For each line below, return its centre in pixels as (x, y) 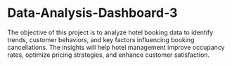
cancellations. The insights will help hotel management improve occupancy (116, 47)
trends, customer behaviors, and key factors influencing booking (101, 39)
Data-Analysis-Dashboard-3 (92, 13)
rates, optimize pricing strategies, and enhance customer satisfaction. (108, 55)
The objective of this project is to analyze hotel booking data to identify (110, 32)
